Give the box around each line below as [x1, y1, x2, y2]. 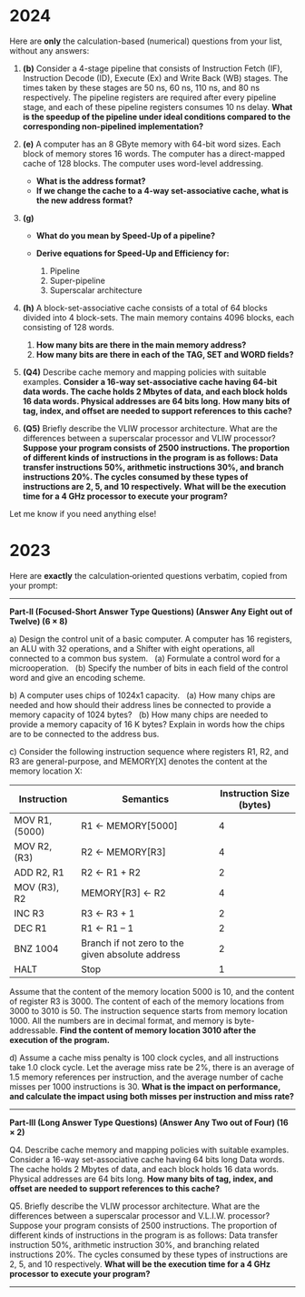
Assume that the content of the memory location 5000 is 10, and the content [9, 986, 295, 997]
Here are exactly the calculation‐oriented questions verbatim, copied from [9, 570, 288, 581]
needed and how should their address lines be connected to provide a [9, 699, 271, 710]
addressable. [9, 1025, 59, 1036]
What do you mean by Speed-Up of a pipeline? [35, 229, 216, 241]
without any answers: [9, 45, 90, 56]
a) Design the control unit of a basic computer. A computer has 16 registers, [9, 633, 292, 644]
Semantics [122, 793, 170, 806]
